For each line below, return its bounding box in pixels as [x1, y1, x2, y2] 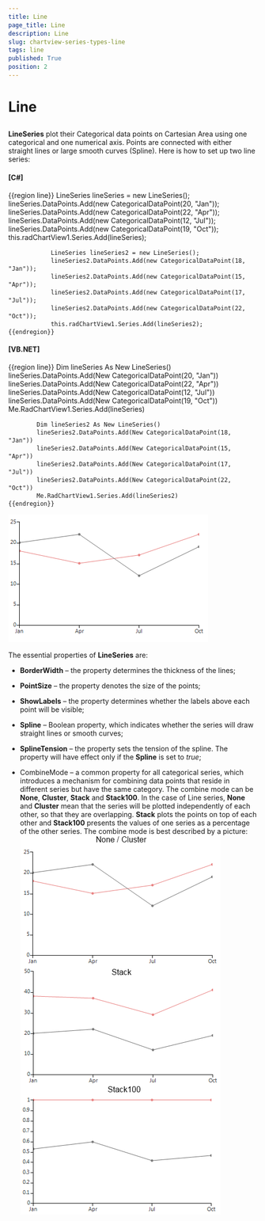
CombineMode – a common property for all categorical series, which [19, 767, 244, 777]
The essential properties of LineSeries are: [8, 650, 149, 660]
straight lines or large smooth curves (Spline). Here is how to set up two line [8, 146, 256, 156]
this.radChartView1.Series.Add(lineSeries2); [50, 320, 203, 328]
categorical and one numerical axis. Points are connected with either [8, 138, 232, 147]
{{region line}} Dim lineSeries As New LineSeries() [8, 362, 172, 371]
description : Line [8, 29, 69, 37]
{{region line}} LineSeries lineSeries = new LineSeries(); [8, 190, 190, 200]
